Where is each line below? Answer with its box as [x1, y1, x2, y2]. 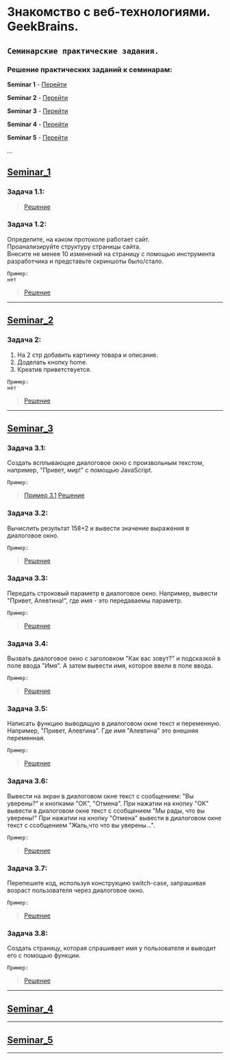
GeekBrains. [7, 18, 79, 34]
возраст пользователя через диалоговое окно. [7, 886, 145, 894]
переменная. [7, 734, 46, 742]
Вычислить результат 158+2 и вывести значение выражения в [7, 524, 190, 532]
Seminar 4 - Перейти [7, 120, 68, 128]
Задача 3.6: [7, 777, 48, 786]
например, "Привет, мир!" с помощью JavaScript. [7, 466, 153, 475]
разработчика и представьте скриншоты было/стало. [7, 257, 164, 265]
